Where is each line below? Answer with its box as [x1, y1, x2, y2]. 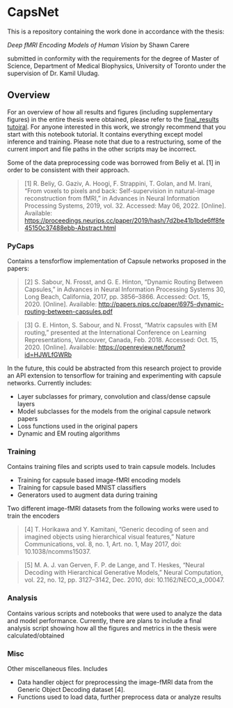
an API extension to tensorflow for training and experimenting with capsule [7, 371, 221, 380]
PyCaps [7, 241, 35, 251]
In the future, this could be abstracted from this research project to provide [7, 364, 222, 373]
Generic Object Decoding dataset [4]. [17, 685, 125, 693]
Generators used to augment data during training [17, 491, 158, 499]
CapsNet [7, 4, 59, 20]
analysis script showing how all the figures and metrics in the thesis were [7, 624, 217, 632]
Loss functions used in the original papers [17, 422, 138, 431]
